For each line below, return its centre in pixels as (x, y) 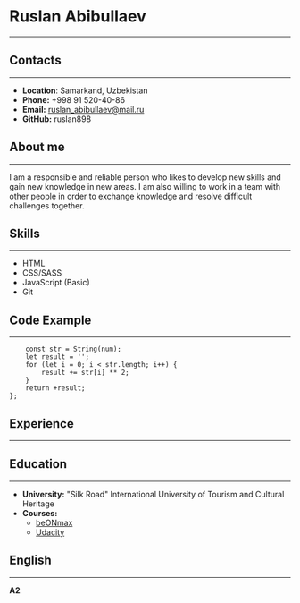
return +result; (56, 388)
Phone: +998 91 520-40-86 (74, 99)
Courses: (40, 513)
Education (38, 464)
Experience (42, 424)
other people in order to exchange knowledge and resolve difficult (131, 196)
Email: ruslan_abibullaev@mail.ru (83, 109)
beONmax (54, 522)
